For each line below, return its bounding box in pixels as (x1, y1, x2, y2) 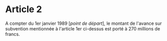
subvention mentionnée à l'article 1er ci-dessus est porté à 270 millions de (5, 25, 160, 31)
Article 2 (5, 4, 42, 15)
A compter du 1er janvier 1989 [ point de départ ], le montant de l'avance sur (5, 20, 162, 26)
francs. (5, 31, 20, 37)
